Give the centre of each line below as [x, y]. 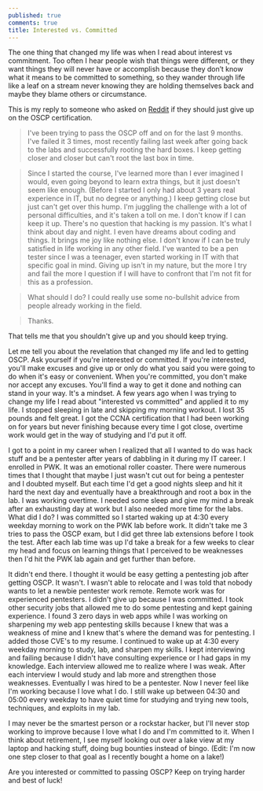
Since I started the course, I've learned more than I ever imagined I [135, 173]
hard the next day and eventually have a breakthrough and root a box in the [130, 492]
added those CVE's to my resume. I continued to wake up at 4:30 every [124, 641]
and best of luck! [35, 781]
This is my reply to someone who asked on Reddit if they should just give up [131, 109]
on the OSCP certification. [50, 118]
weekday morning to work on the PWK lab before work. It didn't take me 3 [128, 526]
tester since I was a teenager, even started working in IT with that [133, 257]
